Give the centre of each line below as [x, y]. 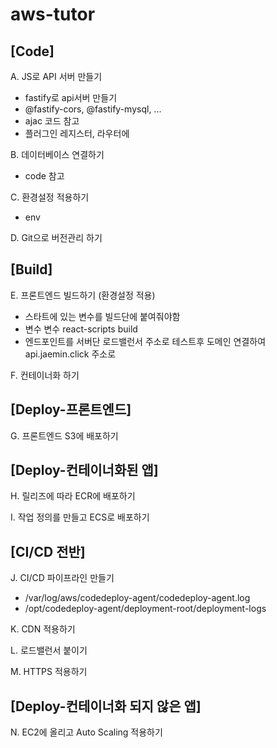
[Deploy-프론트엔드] [71, 409]
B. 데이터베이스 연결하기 [57, 154]
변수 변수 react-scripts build [81, 329]
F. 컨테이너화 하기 [45, 375]
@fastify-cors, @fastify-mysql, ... [93, 109]
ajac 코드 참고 [52, 121]
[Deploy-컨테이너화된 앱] [84, 470]
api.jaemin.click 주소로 [70, 354]
